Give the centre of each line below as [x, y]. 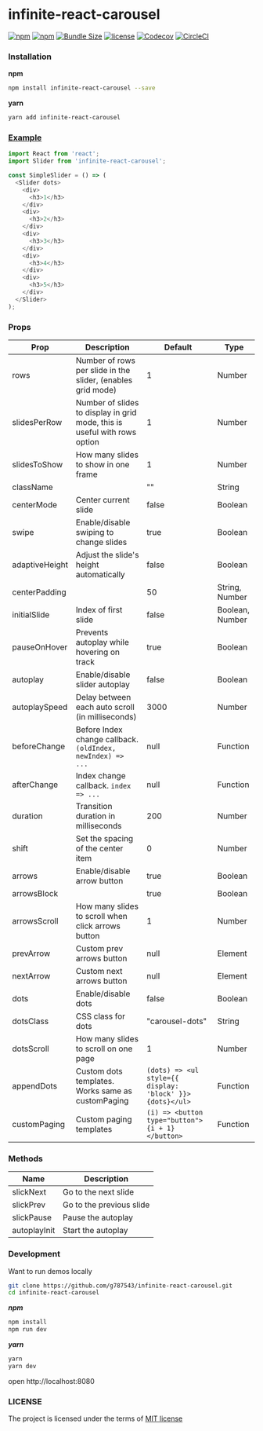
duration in [95, 816]
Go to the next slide [98, 1192]
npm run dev [27, 1330]
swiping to [95, 532]
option [87, 441]
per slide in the [103, 370]
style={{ [163, 1078]
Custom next [99, 971]
